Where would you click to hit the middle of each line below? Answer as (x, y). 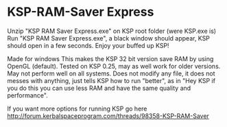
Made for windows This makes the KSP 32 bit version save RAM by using (110, 58)
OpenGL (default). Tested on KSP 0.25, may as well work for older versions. (114, 66)
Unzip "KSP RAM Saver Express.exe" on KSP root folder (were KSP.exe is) (112, 31)
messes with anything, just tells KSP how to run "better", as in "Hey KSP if (111, 80)
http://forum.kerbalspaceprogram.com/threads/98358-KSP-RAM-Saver (108, 116)
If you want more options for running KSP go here (77, 108)
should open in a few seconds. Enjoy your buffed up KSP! (88, 45)
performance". (27, 95)
